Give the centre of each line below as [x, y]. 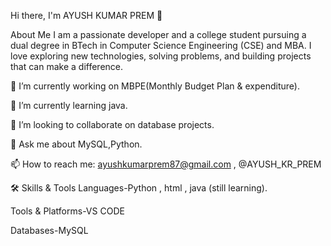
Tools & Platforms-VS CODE [67, 211]
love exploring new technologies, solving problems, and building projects [161, 56]
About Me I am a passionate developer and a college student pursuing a [158, 34]
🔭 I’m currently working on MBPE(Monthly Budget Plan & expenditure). [155, 86]
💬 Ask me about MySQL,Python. [76, 144]
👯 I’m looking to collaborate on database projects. [112, 124]
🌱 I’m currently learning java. [69, 105]
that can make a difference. [67, 66]
